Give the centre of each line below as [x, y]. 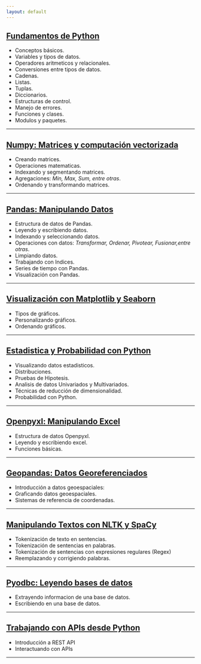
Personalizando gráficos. [45, 320]
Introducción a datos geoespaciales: [60, 488]
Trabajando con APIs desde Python [73, 628]
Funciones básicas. [39, 449]
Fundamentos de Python [53, 36]
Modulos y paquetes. [41, 120]
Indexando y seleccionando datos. [57, 237]
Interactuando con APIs [44, 648]
